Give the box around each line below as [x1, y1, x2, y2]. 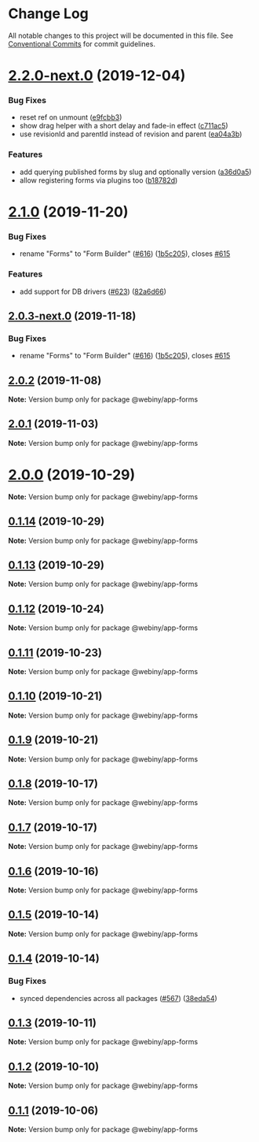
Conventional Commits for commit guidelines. [8, 39, 155, 48]
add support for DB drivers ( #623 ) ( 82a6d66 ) [19, 287, 167, 296]
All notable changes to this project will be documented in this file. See [8, 31, 234, 40]
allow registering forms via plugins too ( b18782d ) [19, 175, 178, 185]
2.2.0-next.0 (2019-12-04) [8, 67, 186, 85]
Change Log [8, 5, 89, 23]
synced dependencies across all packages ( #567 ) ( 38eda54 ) [19, 993, 217, 1003]
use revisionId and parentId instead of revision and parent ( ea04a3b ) [19, 129, 243, 139]
